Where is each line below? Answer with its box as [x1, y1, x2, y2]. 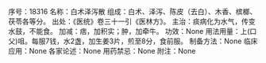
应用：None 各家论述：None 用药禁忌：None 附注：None [8, 46, 196, 55]
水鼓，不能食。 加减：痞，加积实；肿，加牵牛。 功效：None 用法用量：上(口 [8, 27, 257, 35]
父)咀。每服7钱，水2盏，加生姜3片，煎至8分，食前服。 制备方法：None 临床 [8, 36, 258, 46]
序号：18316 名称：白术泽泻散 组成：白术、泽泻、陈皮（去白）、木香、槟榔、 [8, 7, 257, 16]
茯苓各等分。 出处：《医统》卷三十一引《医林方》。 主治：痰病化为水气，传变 [8, 17, 256, 26]
